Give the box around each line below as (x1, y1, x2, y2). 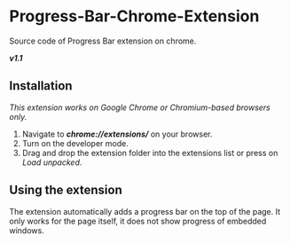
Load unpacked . (21, 157, 82, 168)
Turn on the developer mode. (21, 137, 129, 148)
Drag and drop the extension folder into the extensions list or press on (21, 147, 278, 158)
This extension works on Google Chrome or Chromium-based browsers (9, 102, 270, 113)
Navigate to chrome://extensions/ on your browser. (21, 129, 213, 139)
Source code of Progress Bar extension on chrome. (9, 35, 197, 46)
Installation (9, 78, 73, 94)
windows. (9, 224, 44, 236)
